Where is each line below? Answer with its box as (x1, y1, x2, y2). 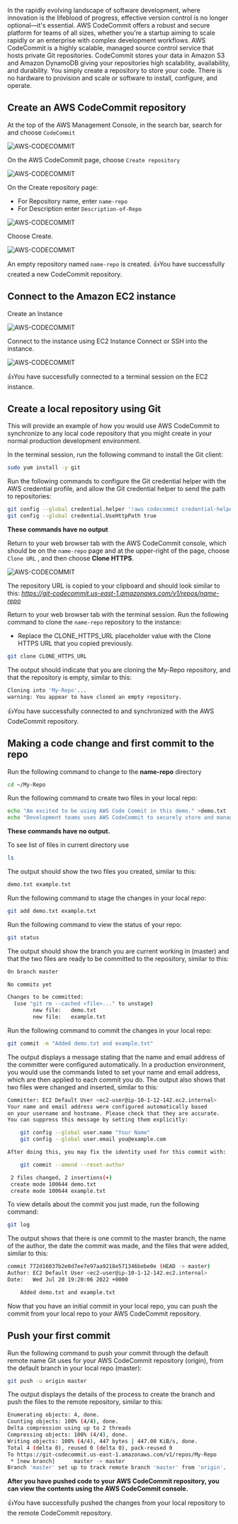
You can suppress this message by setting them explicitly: (7, 1116, 189, 1124)
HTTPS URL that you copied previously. (17, 639, 133, 648)
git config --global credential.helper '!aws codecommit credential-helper (7, 506, 236, 513)
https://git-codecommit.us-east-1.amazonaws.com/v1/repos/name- (21, 589, 220, 598)
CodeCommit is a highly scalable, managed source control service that (7, 44, 214, 52)
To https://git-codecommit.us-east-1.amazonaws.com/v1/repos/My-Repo (7, 1451, 217, 1458)
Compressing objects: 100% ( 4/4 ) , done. (7, 1431, 129, 1438)
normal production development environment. (7, 437, 142, 445)
